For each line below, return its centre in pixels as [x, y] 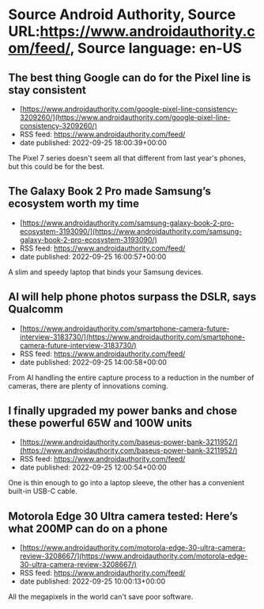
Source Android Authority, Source [122, 15]
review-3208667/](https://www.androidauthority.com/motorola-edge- [134, 556]
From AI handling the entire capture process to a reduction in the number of [131, 377]
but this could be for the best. [57, 167]
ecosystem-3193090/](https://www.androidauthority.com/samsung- [131, 231]
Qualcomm [36, 310]
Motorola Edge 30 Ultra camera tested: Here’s [123, 516]
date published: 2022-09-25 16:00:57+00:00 [93, 256]
